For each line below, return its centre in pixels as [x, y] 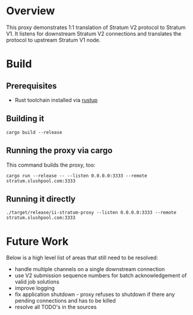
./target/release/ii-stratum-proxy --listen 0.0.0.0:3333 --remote [91, 213]
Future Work [37, 241]
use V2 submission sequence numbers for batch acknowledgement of [101, 276]
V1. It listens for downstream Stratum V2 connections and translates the [94, 33]
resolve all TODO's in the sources [56, 307]
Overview [31, 11]
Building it [25, 119]
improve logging [35, 288]
